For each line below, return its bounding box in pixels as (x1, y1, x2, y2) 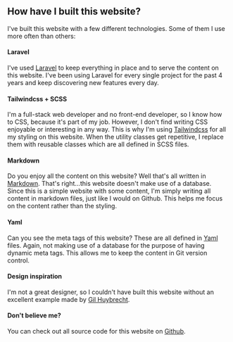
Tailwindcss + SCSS (7, 94, 68, 103)
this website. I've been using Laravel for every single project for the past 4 (7, 71, 223, 80)
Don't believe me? (7, 311, 61, 319)
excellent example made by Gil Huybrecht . (7, 295, 130, 303)
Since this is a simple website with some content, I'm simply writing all (7, 186, 211, 196)
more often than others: (7, 32, 76, 40)
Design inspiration (7, 272, 62, 281)
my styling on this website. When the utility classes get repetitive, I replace (7, 133, 224, 141)
